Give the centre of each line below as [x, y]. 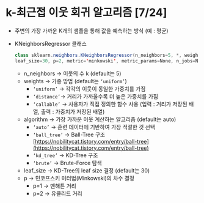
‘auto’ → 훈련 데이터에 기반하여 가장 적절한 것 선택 [94, 127]
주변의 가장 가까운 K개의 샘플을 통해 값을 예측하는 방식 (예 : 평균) [91, 31]
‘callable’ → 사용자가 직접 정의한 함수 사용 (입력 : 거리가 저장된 [110, 104]
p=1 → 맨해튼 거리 [55, 186]
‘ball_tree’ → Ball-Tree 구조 [69, 135]
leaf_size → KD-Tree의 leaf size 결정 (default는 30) [87, 170]
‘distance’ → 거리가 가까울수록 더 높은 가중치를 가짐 [95, 96]
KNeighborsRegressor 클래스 [50, 43]
